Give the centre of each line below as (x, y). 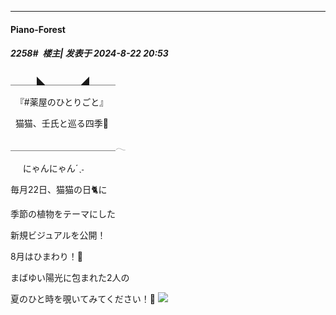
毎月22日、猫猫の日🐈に (59, 189)
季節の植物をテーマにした (63, 213)
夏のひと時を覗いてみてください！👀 (83, 298)
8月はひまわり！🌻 (46, 256)
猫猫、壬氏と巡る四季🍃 (62, 123)
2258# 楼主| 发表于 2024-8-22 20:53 (89, 53)
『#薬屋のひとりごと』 (61, 102)
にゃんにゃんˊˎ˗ (53, 168)
